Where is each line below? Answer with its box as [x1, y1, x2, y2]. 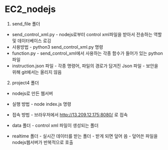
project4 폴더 [12, 79, 39, 86]
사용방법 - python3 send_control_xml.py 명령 [12, 44, 104, 50]
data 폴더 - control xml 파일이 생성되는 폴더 [12, 122, 99, 128]
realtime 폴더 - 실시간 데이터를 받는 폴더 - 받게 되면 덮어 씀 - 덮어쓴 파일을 [12, 133, 158, 139]
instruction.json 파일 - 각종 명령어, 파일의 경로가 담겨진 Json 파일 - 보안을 [12, 63, 158, 69]
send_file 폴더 [12, 21, 41, 27]
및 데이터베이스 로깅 [12, 38, 51, 44]
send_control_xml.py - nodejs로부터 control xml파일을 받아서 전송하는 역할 [12, 31, 162, 37]
